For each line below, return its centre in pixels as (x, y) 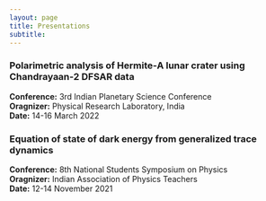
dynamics (31, 150)
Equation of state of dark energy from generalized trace (133, 138)
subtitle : (28, 34)
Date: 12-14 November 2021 (61, 188)
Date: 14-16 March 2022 (54, 115)
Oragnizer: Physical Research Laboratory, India (98, 106)
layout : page (34, 17)
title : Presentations (50, 26)
